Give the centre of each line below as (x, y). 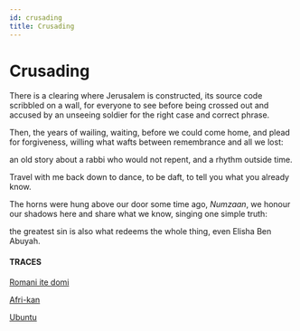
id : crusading (36, 18)
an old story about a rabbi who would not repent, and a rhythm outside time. (151, 160)
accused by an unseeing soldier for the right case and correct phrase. (140, 115)
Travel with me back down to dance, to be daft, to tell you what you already (150, 177)
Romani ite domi (39, 282)
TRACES (26, 262)
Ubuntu (23, 317)
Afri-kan (25, 299)
